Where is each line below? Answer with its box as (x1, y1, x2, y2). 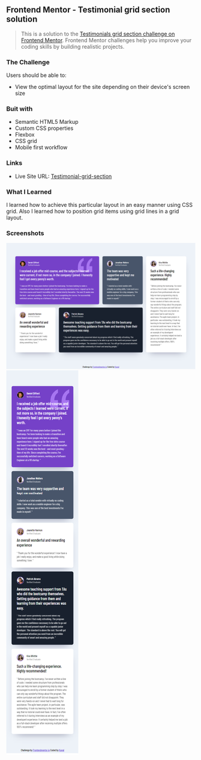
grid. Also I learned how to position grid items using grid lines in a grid (6, 207, 179, 215)
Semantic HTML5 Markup (14, 118, 79, 126)
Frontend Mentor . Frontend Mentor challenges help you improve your (20, 36, 192, 44)
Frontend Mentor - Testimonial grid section (6, 5, 170, 15)
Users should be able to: (6, 72, 67, 79)
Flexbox (14, 131, 35, 138)
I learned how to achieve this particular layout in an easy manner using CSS (6, 201, 193, 208)
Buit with (6, 105, 33, 113)
